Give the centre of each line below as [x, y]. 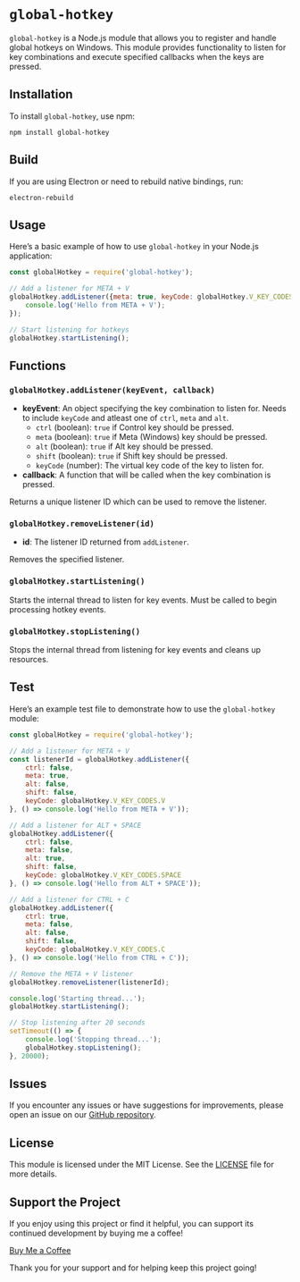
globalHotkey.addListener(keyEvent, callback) [112, 390]
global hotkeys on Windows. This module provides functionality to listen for [148, 47]
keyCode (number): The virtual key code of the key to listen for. [150, 466]
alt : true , [46, 859]
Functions [38, 365]
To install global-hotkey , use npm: [72, 116]
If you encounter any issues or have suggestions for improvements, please [146, 1105]
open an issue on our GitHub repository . [83, 1115]
